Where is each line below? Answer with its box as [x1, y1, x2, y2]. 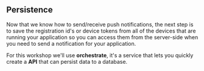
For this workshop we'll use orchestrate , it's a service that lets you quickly [6, 51, 194, 59]
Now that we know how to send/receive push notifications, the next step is [6, 20, 194, 28]
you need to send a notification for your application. [6, 40, 136, 47]
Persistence [6, 5, 53, 15]
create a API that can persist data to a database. [6, 58, 128, 65]
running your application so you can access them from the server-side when [6, 33, 199, 41]
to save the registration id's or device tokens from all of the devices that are [6, 27, 196, 34]
